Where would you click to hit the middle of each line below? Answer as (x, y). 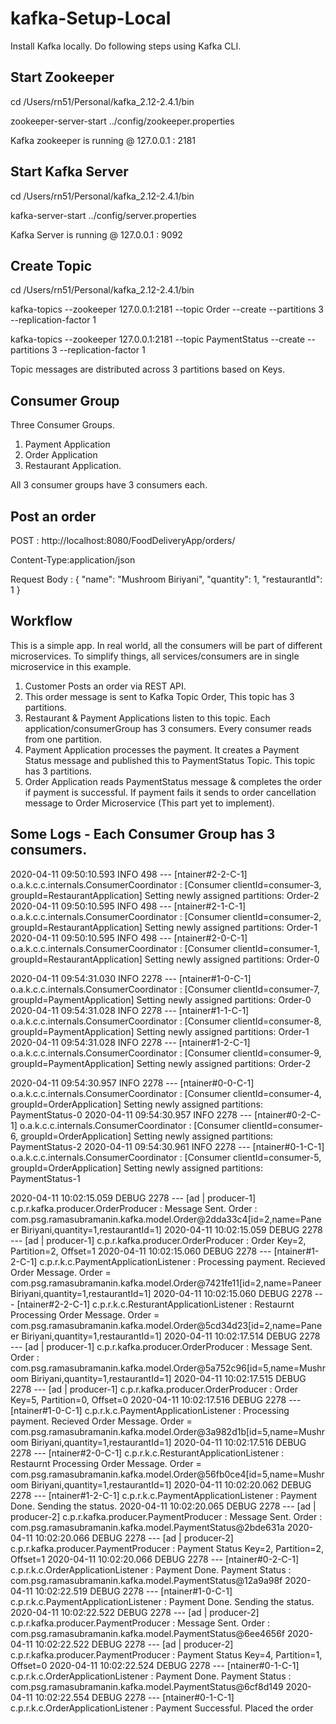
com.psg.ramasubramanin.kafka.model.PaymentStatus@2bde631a (147, 1527)
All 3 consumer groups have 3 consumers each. (109, 485)
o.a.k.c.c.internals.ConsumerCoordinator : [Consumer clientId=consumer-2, (166, 916)
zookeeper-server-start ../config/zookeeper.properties (122, 121)
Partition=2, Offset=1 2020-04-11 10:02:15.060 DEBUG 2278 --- (141, 1251)
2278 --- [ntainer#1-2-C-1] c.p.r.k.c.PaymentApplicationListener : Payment (163, 1495)
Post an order (53, 516)
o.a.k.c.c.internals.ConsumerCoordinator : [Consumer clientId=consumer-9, (166, 1053)
